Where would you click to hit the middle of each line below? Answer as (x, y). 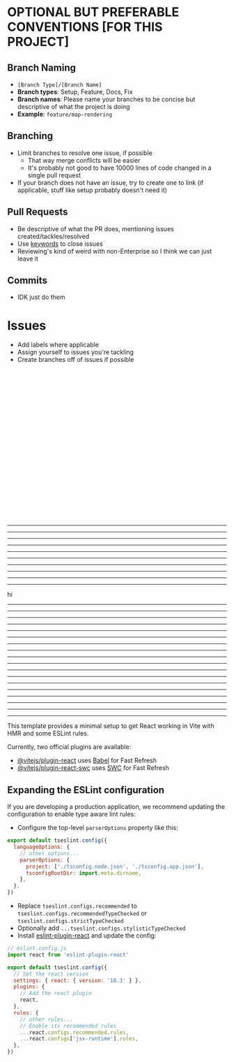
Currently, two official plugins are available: (69, 747)
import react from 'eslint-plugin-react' (68, 954)
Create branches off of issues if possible (76, 360)
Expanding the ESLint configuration (86, 790)
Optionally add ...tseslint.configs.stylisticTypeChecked (101, 928)
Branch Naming (42, 67)
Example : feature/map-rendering (65, 114)
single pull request (54, 175)
